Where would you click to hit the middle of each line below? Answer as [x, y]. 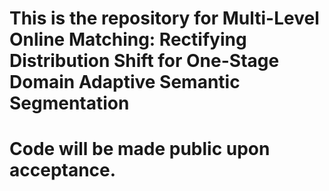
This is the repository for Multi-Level [164, 18]
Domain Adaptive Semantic [125, 82]
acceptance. [63, 170]
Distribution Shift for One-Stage [144, 61]
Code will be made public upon [140, 149]
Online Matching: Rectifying [128, 39]
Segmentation [69, 103]
